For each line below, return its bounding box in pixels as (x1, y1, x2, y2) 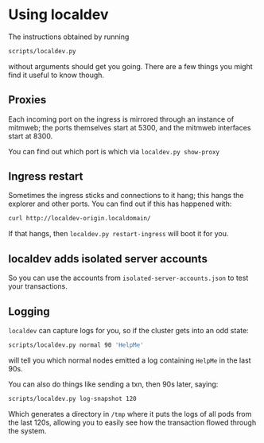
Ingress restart (8, 169, 83, 184)
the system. (8, 426, 47, 435)
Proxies (8, 93, 47, 107)
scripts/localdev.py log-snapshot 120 (8, 394, 137, 402)
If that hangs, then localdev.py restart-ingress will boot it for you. (8, 229, 229, 239)
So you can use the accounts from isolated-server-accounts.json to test (8, 273, 249, 283)
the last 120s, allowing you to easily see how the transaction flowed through (8, 418, 257, 427)
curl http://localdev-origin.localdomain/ (8, 215, 151, 223)
